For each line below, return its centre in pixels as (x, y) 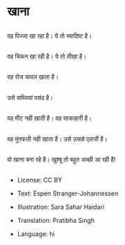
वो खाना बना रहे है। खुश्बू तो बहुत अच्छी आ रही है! (61, 159)
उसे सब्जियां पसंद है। (30, 97)
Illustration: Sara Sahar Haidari (61, 207)
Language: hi (36, 234)
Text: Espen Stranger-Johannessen (68, 193)
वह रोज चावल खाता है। (33, 77)
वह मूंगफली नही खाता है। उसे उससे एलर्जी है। (57, 139)
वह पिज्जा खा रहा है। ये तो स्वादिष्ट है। (50, 35)
